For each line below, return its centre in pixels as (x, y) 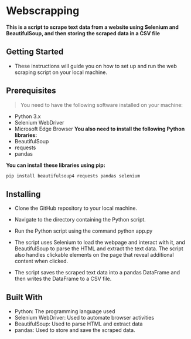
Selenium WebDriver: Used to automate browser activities (84, 318)
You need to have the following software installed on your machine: (102, 105)
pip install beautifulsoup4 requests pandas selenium (73, 176)
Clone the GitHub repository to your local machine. (76, 208)
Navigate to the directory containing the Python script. (80, 220)
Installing (23, 194)
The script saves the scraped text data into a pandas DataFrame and (97, 273)
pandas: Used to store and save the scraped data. (75, 330)
